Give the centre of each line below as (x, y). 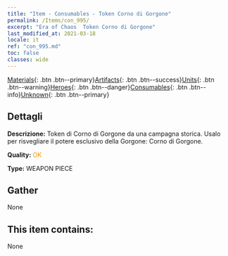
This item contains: (50, 229)
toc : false (23, 53)
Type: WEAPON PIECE (40, 168)
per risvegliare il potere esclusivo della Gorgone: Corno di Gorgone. (105, 141)
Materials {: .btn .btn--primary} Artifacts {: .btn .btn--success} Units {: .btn (111, 79)
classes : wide (28, 60)
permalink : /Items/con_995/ (49, 20)
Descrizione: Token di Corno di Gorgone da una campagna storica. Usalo (114, 134)
